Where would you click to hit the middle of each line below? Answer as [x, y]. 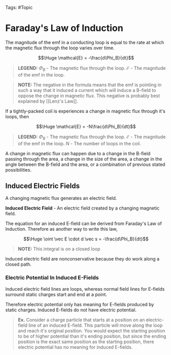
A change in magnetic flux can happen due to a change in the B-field [78, 153]
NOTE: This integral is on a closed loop [59, 249]
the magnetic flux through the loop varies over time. [60, 48]
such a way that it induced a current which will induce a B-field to [87, 90]
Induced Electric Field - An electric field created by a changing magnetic [82, 208]
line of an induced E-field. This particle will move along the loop [95, 325]
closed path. [18, 265]
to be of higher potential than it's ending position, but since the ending [92, 336]
